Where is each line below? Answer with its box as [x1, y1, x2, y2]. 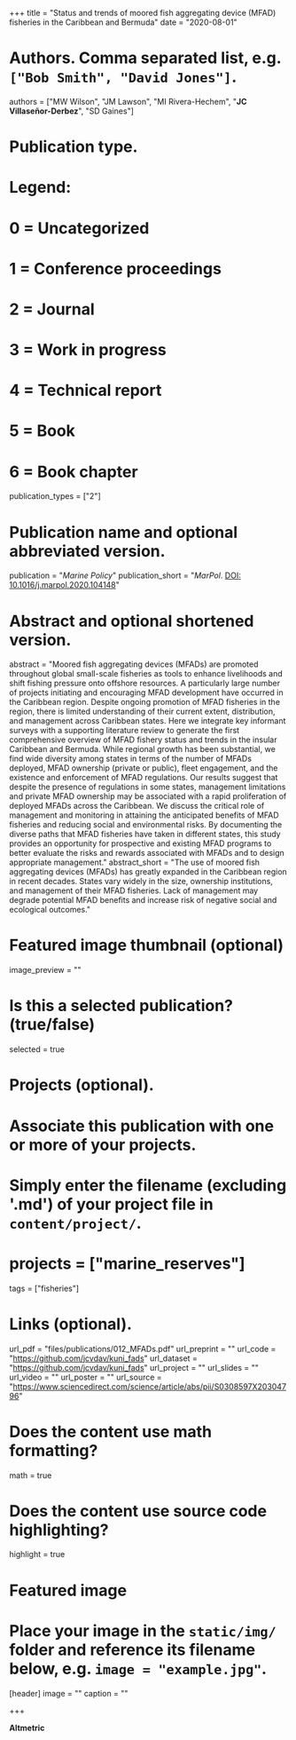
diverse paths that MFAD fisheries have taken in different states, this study [9, 829, 281, 840]
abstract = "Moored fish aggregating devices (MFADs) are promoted [9, 659, 259, 669]
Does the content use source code [9, 1500, 268, 1521]
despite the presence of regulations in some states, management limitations [9, 781, 286, 793]
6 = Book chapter [9, 462, 139, 482]
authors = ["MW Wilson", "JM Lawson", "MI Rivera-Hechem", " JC [9, 96, 247, 107]
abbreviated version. [9, 541, 166, 561]
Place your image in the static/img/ [9, 1620, 277, 1641]
